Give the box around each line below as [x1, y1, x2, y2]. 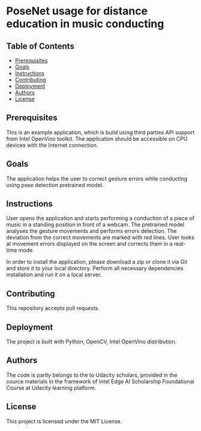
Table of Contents [6, 41, 75, 51]
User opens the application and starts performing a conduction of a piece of [6, 215, 195, 222]
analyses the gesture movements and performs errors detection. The [6, 228, 177, 235]
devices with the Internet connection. [6, 141, 98, 149]
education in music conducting [6, 17, 164, 31]
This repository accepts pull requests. [6, 305, 100, 312]
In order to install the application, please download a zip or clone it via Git [6, 258, 188, 265]
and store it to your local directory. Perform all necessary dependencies [6, 265, 184, 272]
